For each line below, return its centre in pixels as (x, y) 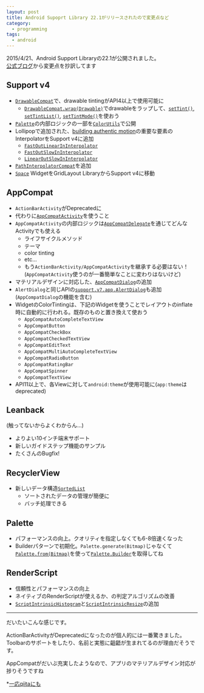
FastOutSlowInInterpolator (58, 152)
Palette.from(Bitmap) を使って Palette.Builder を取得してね (89, 554)
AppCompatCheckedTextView (57, 339)
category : (19, 23)
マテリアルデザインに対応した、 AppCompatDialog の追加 (83, 282)
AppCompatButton (45, 326)
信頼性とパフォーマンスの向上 (52, 588)
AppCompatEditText (47, 345)
